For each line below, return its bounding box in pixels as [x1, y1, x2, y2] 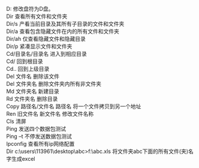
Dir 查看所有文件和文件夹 [6, 13, 68, 20]
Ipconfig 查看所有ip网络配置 [6, 140, 75, 147]
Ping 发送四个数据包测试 [6, 125, 67, 132]
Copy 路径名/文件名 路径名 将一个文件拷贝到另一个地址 [6, 103, 141, 110]
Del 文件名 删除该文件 [6, 73, 60, 80]
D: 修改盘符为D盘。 [6, 5, 54, 12]
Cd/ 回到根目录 [6, 58, 43, 65]
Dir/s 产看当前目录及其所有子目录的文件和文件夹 [6, 20, 125, 27]
